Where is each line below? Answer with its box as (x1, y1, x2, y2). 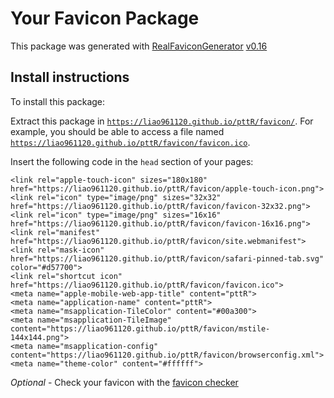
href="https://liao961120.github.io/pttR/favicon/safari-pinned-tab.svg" (10, 253, 325, 264)
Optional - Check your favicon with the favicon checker (10, 376, 239, 388)
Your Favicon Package (10, 7, 200, 30)
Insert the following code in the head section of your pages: (10, 155, 254, 167)
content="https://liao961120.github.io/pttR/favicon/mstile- (10, 323, 271, 334)
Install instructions (10, 69, 130, 86)
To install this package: (10, 95, 106, 107)
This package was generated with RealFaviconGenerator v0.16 (10, 40, 268, 52)
